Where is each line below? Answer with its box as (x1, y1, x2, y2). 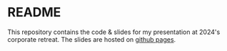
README (7, 4, 61, 21)
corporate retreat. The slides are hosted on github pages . (7, 35, 176, 43)
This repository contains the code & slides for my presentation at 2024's (7, 28, 221, 36)
